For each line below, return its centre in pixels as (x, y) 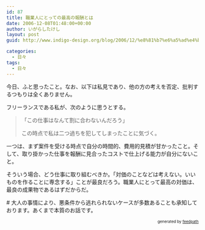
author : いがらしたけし (33, 29)
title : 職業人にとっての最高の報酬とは (50, 18)
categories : (21, 52)
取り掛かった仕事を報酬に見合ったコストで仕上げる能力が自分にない (107, 154)
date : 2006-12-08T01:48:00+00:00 (49, 23)
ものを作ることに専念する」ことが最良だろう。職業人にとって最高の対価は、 (102, 182)
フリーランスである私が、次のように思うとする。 (68, 107)
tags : (13, 63)
